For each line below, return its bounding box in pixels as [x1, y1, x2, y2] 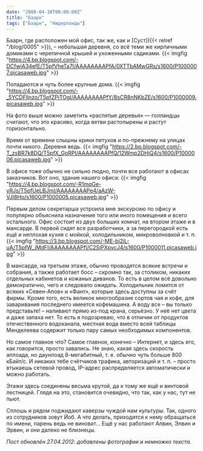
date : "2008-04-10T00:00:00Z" [6, 8, 83, 15]
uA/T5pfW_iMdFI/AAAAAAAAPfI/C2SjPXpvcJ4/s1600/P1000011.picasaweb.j [6, 244, 197, 251]
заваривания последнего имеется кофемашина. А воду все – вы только [6, 301, 193, 308]
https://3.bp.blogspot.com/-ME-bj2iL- [35, 237, 130, 245]
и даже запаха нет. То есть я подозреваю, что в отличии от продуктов [6, 314, 188, 321]
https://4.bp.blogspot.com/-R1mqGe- [8, 180, 102, 188]
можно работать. [6, 371, 52, 378]
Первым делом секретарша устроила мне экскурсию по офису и [6, 205, 176, 212]
